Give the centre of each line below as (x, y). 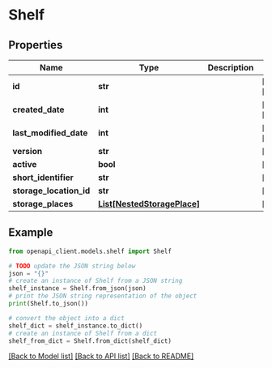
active (25, 164)
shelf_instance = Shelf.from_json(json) (78, 289)
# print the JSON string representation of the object (103, 296)
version (28, 151)
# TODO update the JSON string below (72, 266)
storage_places (43, 204)
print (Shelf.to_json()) (49, 304)
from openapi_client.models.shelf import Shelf (90, 251)
